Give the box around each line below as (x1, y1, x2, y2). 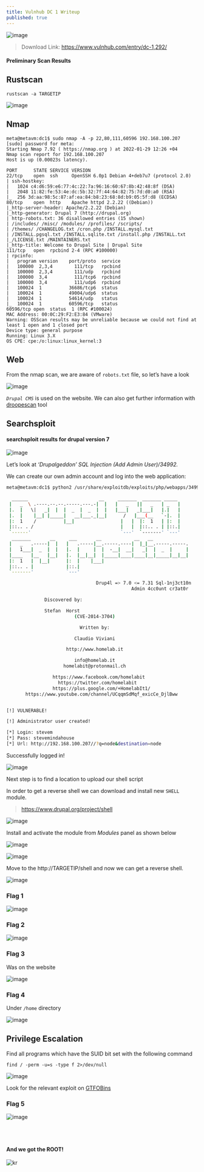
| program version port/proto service (6, 258, 121, 264)
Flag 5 (6, 1099, 25, 1108)
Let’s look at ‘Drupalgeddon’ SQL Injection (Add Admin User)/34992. (6, 461, 178, 468)
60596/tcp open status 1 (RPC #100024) (6, 306, 113, 312)
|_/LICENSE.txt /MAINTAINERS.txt (6, 236, 91, 243)
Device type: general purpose (6, 327, 83, 333)
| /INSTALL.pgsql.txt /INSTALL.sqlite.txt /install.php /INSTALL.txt (6, 231, 186, 238)
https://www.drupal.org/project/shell (21, 805, 113, 812)
